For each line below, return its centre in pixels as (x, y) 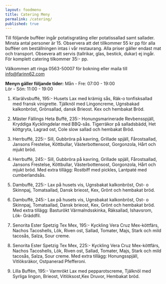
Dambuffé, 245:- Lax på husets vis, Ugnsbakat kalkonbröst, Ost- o (81, 200)
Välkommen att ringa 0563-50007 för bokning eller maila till (66, 69)
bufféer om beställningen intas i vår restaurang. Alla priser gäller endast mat (83, 48)
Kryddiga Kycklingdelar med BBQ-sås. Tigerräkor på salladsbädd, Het (84, 124)
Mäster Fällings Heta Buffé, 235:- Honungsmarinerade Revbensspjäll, (83, 119)
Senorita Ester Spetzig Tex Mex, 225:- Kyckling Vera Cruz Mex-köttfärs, (86, 246)
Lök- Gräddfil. (27, 216)
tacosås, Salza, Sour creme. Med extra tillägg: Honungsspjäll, (75, 256)
